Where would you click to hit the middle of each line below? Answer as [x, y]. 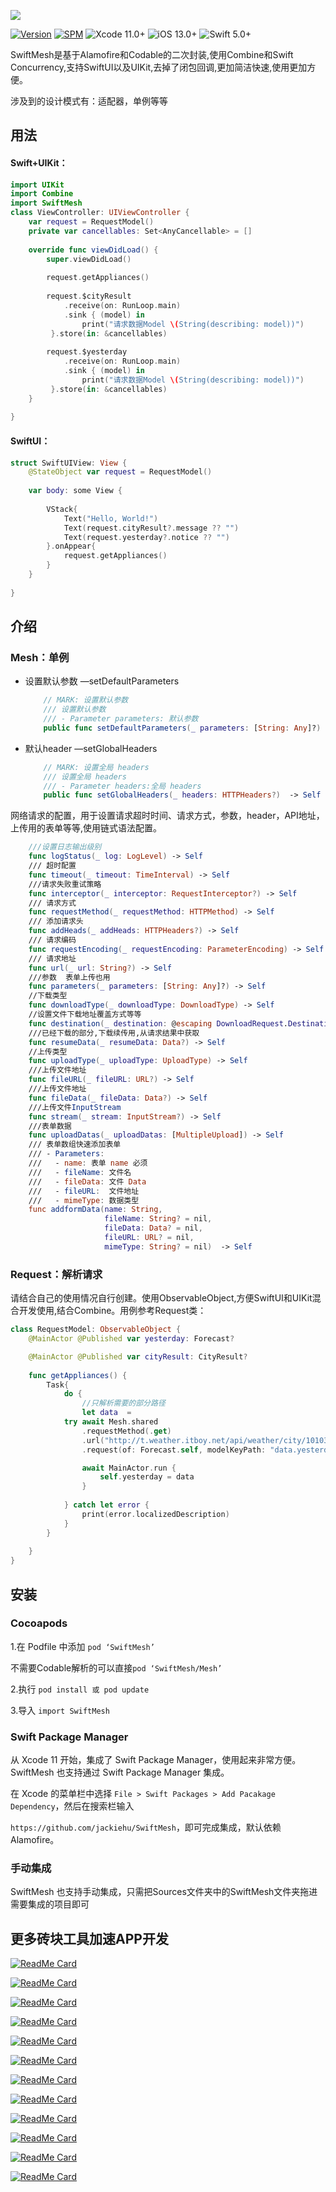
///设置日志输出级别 [65, 847]
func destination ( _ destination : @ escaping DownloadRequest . [158, 1023]
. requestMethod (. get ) [126, 1431]
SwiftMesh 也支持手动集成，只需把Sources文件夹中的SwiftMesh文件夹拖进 [164, 1892]
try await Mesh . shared [111, 1422]
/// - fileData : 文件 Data [87, 1181]
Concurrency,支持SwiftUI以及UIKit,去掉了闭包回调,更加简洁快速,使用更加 [159, 67]
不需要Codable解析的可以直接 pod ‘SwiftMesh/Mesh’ [116, 1667]
